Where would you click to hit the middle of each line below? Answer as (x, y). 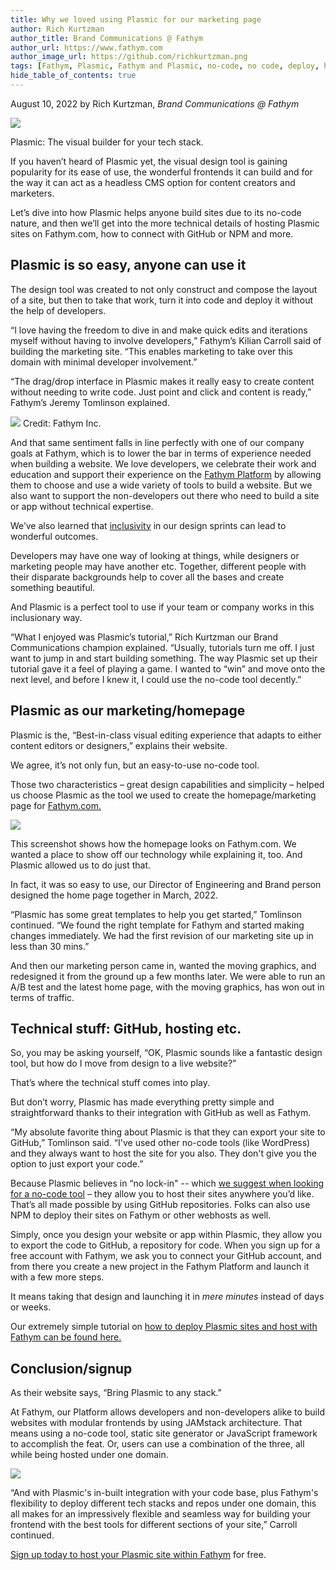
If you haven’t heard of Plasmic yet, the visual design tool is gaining (149, 161)
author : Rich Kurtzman (57, 29)
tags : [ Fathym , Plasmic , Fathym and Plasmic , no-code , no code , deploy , (165, 66)
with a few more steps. (57, 1277)
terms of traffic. (42, 997)
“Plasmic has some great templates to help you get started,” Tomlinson (156, 914)
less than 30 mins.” (50, 946)
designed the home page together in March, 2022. (114, 895)
